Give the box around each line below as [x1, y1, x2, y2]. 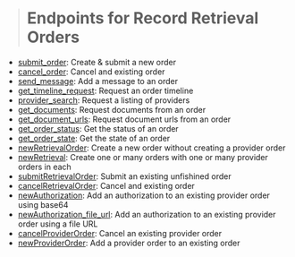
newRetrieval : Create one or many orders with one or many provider [17, 151, 268, 162]
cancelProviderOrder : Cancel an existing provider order [17, 227, 223, 238]
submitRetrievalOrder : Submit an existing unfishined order [17, 170, 232, 182]
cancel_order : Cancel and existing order [17, 66, 165, 77]
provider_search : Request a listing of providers [17, 94, 190, 106]
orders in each [17, 161, 72, 172]
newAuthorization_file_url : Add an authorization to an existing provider [17, 209, 276, 219]
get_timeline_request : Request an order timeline [17, 85, 194, 96]
